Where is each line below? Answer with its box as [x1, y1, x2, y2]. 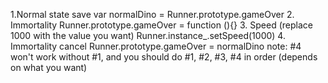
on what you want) [10, 62, 88, 73]
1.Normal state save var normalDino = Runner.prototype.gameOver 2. [10, 9, 295, 20]
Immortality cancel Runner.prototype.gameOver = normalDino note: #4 [10, 40, 302, 52]
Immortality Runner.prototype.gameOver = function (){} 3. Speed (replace [10, 19, 313, 31]
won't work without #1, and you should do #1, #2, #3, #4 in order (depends [10, 51, 318, 63]
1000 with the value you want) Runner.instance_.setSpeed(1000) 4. [10, 30, 286, 41]
